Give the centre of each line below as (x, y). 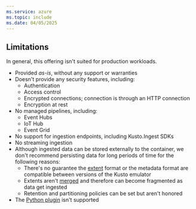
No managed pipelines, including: (56, 111)
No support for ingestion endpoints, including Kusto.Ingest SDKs (94, 136)
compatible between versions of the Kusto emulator (87, 174)
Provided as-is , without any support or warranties (76, 73)
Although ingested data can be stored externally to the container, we (99, 149)
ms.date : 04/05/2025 (32, 23)
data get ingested (45, 187)
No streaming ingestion (44, 143)
